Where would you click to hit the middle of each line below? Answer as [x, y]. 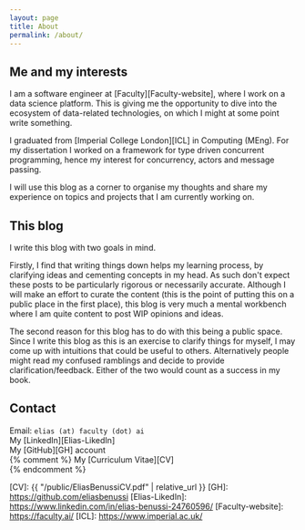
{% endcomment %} [48, 469]
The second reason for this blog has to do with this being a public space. [146, 331]
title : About [34, 26]
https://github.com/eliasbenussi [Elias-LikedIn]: [98, 496]
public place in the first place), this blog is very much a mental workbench [148, 304]
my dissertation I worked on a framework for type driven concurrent [137, 151]
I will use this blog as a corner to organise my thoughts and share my [139, 187]
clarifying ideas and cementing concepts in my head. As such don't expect [150, 275]
